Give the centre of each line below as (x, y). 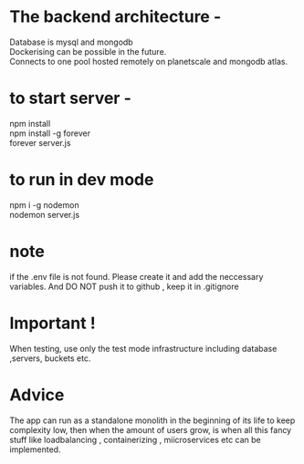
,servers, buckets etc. (50, 358)
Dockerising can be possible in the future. (88, 51)
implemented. (35, 449)
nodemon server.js (45, 214)
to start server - (71, 98)
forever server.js (40, 142)
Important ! (52, 323)
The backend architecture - (115, 17)
